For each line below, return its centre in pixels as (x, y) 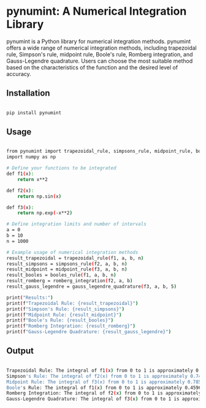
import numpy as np (31, 157)
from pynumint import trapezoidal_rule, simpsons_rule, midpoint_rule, (100, 152)
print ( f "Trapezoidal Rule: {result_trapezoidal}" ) (72, 303)
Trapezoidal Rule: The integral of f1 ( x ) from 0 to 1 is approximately (100, 370)
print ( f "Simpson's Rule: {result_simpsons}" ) (65, 309)
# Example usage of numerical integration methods (72, 252)
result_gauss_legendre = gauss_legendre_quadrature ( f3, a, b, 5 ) (91, 287)
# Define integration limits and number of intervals (77, 224)
